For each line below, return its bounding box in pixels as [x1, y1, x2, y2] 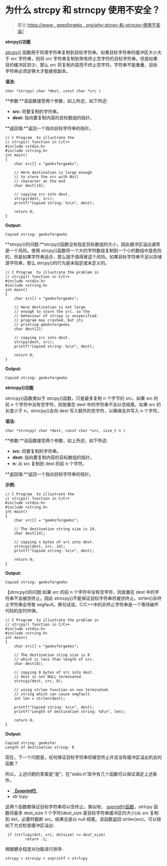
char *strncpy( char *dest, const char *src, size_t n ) [5, 428, 126, 433]
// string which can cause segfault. [14, 691, 92, 697]
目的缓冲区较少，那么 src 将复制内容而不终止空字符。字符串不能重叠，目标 [5, 62, 158, 68]
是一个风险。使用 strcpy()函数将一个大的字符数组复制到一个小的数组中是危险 [5, 247, 162, 253]
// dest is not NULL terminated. [14, 674, 83, 679]
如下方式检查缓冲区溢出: [5, 822, 55, 828]
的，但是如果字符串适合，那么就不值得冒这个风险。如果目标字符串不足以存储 [5, 253, 162, 259]
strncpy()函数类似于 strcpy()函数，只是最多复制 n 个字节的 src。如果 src [5, 395, 153, 401]
